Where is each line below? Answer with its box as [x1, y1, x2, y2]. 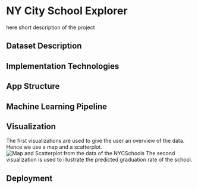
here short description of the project [6, 24, 95, 31]
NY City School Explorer [6, 4, 128, 18]
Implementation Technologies [6, 61, 120, 71]
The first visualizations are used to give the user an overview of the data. [6, 137, 185, 145]
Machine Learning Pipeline [6, 101, 108, 111]
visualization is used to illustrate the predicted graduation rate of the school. [6, 156, 193, 164]
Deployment [6, 173, 53, 183]
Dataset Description [6, 41, 82, 51]
